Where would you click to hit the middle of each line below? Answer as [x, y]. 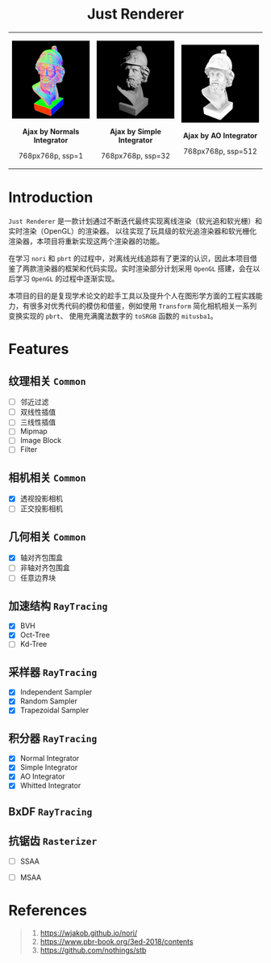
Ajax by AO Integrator [220, 136]
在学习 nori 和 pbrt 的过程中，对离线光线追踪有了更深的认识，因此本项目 [129, 259]
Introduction [51, 198]
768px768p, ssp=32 [135, 155]
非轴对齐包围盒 [45, 568]
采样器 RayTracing [53, 672]
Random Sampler [49, 701]
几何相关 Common [47, 536]
